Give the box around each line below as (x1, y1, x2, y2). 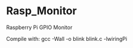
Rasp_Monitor (6, 4, 77, 18)
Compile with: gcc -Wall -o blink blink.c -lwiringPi (6, 35, 127, 42)
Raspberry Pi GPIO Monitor (6, 24, 73, 31)
